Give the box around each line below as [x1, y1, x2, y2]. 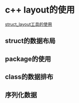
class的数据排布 [5, 73, 53, 81]
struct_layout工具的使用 [5, 21, 52, 27]
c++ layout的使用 [5, 4, 75, 15]
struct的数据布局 [5, 37, 56, 45]
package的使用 [5, 55, 51, 63]
